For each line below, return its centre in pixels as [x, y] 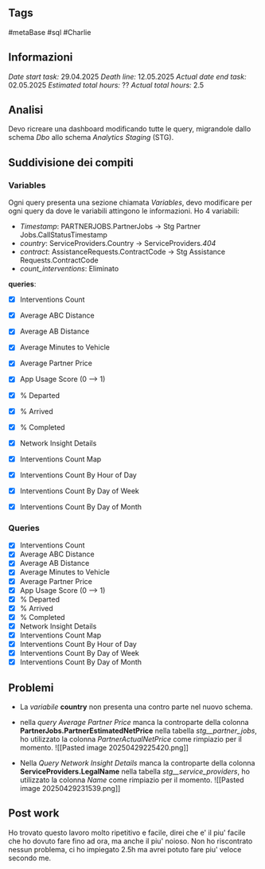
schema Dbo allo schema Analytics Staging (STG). [91, 138]
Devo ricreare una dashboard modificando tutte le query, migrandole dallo [130, 129]
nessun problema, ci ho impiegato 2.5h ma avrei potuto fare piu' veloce [125, 849]
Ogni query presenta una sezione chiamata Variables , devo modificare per [130, 203]
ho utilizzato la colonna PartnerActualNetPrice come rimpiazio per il [131, 738]
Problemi [31, 688]
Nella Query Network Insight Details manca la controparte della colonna [137, 762]
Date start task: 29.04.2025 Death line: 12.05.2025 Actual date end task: [127, 76]
